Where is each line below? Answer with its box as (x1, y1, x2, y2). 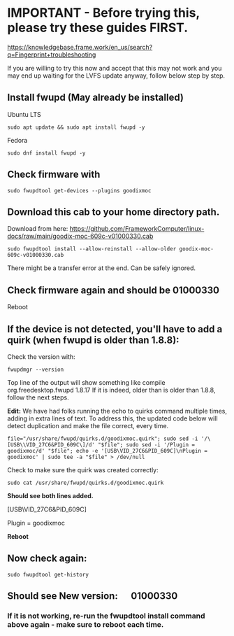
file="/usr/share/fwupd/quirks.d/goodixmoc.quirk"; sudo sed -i (7, 435, 198, 442)
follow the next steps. (7, 393, 69, 402)
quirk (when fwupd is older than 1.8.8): (7, 334, 180, 346)
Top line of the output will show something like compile (7, 379, 166, 386)
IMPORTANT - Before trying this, (7, 5, 200, 21)
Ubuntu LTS (7, 110, 41, 118)
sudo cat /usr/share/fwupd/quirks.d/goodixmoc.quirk (7, 479, 164, 486)
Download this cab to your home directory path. (7, 206, 220, 218)
